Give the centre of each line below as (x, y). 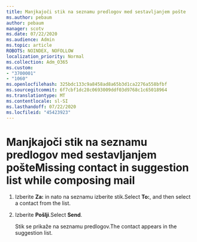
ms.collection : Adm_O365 (37, 62)
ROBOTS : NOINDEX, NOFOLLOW (40, 51)
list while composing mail (71, 180)
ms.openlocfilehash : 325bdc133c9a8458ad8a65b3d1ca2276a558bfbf (87, 85)
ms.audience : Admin (31, 40)
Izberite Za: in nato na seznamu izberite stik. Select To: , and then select (103, 197)
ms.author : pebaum (29, 17)
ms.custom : (20, 68)
